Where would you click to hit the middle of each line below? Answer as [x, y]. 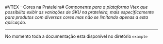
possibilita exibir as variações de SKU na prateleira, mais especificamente [80, 12]
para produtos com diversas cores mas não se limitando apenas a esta [77, 17]
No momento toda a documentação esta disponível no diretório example [76, 36]
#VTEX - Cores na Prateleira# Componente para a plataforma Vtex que [76, 7]
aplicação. [16, 22]
